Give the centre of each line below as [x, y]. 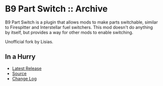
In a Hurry [20, 57]
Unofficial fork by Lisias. [29, 41]
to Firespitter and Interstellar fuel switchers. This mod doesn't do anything [79, 27]
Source [19, 74]
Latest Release [27, 68]
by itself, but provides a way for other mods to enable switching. [69, 32]
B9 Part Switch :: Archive [56, 9]
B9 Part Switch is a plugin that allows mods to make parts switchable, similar [81, 22]
